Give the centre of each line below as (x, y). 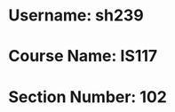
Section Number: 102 (88, 96)
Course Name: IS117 (83, 56)
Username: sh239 (76, 16)
